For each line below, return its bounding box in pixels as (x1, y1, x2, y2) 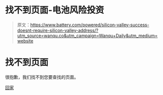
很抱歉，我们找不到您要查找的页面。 (5, 74, 79, 80)
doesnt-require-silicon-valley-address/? (17, 27, 98, 33)
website (17, 38, 33, 44)
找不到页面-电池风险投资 (5, 4, 104, 16)
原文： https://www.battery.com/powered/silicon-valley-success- (17, 22, 149, 28)
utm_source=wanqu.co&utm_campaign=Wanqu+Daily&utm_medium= (17, 33, 158, 39)
